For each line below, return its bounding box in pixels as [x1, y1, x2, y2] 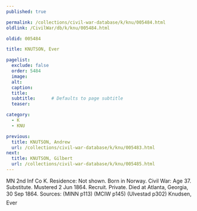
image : [11, 73, 28, 79]
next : [6, 150, 20, 156]
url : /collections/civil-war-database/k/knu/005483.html [11, 145, 155, 151]
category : [6, 112, 31, 118]
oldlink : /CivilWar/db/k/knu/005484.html [6, 25, 110, 31]
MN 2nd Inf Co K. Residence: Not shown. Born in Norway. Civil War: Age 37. [6, 177, 192, 184]
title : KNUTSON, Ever [6, 46, 60, 52]
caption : [11, 84, 33, 91]
